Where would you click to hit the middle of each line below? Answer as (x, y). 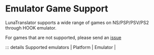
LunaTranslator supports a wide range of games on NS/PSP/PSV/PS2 (77, 22)
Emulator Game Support (57, 9)
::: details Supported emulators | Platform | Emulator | (61, 47)
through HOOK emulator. (31, 27)
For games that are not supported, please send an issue (63, 37)
